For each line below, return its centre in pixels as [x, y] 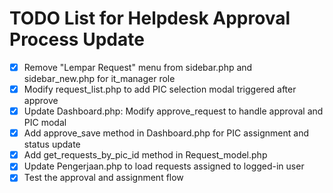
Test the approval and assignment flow [103, 178]
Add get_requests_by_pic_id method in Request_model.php [145, 155]
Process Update [77, 39]
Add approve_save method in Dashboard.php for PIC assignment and [166, 133]
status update [52, 144]
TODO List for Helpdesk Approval [150, 18]
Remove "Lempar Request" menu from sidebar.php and [138, 67]
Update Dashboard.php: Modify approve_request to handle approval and [173, 111]
